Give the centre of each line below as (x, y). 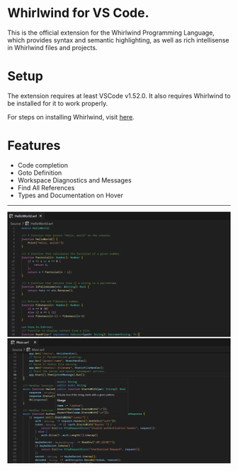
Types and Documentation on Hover (70, 195)
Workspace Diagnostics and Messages (75, 180)
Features (34, 146)
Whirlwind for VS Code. (78, 13)
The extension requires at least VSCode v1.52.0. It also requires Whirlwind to (119, 95)
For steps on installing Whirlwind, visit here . (71, 117)
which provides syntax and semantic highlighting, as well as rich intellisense (118, 40)
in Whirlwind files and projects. (52, 47)
